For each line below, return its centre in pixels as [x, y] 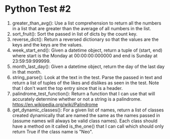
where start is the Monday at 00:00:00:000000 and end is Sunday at [85, 55]
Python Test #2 [38, 9]
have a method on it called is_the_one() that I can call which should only [88, 126]
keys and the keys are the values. [47, 44]
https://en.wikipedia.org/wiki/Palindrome [55, 104]
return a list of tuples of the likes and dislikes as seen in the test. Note [86, 83]
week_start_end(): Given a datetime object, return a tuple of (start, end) [87, 50]
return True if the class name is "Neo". [52, 131]
